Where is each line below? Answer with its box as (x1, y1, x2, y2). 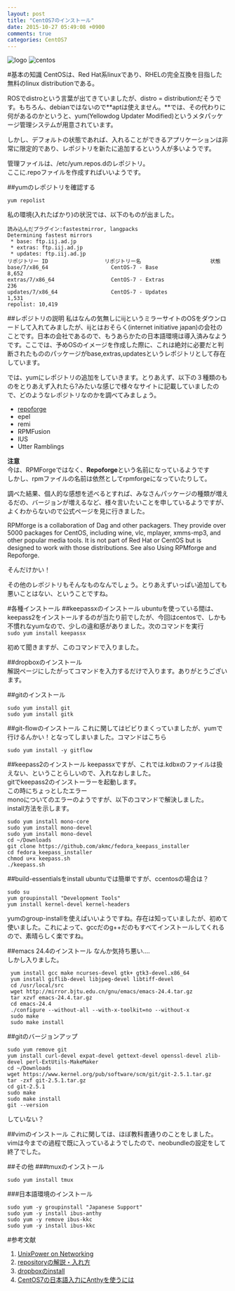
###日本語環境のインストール (7, 1190, 93, 1198)
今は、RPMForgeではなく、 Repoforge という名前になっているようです (7, 466, 210, 474)
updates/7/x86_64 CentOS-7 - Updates (7, 289, 168, 296)
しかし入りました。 (7, 956, 63, 964)
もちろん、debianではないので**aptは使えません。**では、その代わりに (18, 103, 227, 111)
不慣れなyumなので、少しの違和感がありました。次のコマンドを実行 (7, 622, 204, 630)
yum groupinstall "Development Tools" (7, 895, 121, 902)
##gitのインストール (7, 691, 66, 699)
